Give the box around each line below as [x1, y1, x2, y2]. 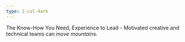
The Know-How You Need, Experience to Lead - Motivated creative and [6, 24, 180, 31]
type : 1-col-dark [6, 8, 49, 14]
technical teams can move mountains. [6, 30, 98, 37]
